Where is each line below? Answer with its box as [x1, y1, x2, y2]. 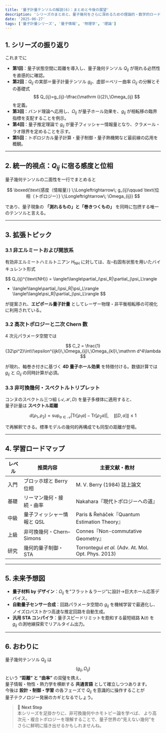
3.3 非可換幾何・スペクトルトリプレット [5, 384, 100, 391]
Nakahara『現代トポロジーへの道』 [76, 498, 158, 505]
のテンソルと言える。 [5, 210, 48, 216]
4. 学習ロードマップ [5, 445, 65, 453]
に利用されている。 [5, 307, 44, 313]
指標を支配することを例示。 [12, 115, 69, 121]
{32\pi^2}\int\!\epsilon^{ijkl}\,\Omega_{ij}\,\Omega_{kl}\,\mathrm [5, 348, 136, 354]
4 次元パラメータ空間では [5, 333, 57, 339]
